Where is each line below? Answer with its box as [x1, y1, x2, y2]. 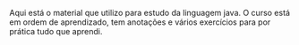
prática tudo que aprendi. [9, 26, 103, 36]
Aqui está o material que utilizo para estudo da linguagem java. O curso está [9, 8, 291, 18]
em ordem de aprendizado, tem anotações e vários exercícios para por [9, 17, 271, 27]
